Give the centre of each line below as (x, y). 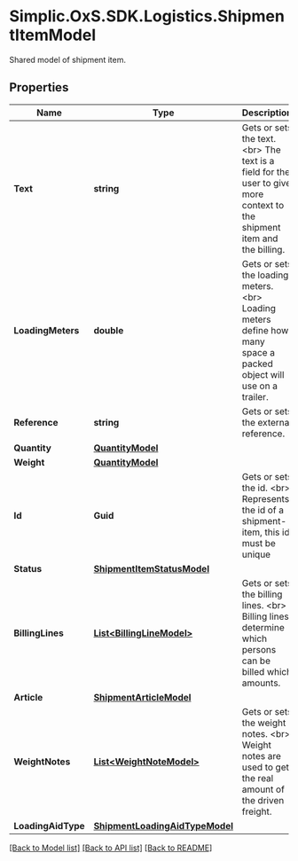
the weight (264, 723)
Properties (39, 87)
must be (259, 543)
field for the (266, 172)
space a (258, 352)
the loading (265, 275)
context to (263, 205)
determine (263, 627)
